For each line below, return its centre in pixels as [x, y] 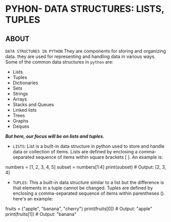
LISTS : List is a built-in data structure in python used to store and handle [89, 146]
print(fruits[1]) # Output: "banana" [41, 214]
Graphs [20, 121]
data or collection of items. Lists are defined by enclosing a [75, 152]
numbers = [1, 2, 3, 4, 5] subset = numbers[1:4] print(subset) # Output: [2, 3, [86, 167]
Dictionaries [25, 83]
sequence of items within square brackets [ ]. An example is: [99, 157]
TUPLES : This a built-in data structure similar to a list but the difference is [88, 182]
